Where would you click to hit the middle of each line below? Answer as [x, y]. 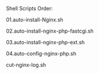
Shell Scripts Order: [30, 8]
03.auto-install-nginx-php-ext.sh [45, 42]
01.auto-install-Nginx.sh [35, 20]
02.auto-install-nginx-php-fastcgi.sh [50, 31]
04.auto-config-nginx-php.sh [41, 54]
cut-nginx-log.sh [26, 65]
